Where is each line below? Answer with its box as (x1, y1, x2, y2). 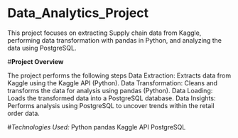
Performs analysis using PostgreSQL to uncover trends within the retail (7, 101, 215, 110)
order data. (7, 109, 40, 117)
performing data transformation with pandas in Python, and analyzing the (7, 36, 222, 44)
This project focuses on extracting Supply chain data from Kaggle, (7, 28, 202, 37)
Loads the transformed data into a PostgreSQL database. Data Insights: (7, 94, 216, 102)
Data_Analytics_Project (7, 5, 149, 21)
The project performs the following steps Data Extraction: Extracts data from (7, 71, 232, 80)
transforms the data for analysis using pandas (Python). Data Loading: (7, 86, 213, 95)
